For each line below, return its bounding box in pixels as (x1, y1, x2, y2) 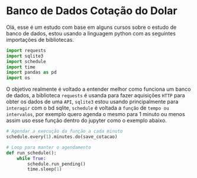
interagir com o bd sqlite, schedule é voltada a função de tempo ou (6, 104, 170, 111)
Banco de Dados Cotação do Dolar (6, 4, 177, 18)
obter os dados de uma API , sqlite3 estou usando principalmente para (6, 98, 179, 106)
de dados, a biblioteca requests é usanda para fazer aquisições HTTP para (6, 92, 185, 99)
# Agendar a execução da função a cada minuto (6, 128, 123, 134)
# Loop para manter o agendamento (6, 144, 92, 150)
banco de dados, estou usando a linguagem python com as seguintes (6, 29, 176, 37)
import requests (6, 47, 46, 54)
